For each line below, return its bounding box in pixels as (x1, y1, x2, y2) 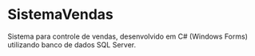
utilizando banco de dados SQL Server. (7, 39, 137, 49)
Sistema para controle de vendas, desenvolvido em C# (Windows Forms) (7, 32, 249, 41)
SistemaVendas (7, 6, 114, 24)
